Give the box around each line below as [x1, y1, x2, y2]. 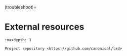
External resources [4, 22, 85, 32]
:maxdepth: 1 [4, 37, 32, 42]
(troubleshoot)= [4, 4, 37, 10]
